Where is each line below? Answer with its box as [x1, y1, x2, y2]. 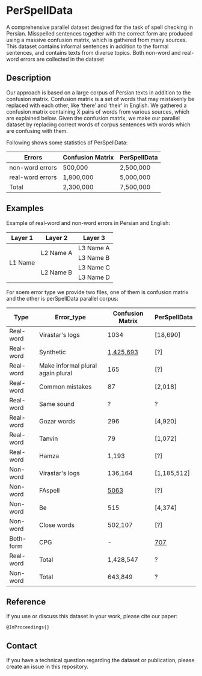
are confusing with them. [6, 127, 68, 134]
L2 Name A [41, 248, 73, 257]
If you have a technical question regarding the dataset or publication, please [6, 657, 195, 664]
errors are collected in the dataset [20, 55, 104, 63]
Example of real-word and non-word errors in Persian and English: [6, 219, 170, 226]
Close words [38, 521, 75, 529]
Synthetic [38, 348, 66, 356]
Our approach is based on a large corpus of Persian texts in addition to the [6, 88, 191, 96]
